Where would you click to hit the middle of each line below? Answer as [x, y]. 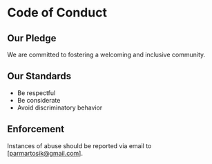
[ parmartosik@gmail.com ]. [45, 153]
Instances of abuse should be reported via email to [79, 145]
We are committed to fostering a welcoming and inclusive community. [106, 54]
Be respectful [36, 93]
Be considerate [39, 100]
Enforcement [36, 129]
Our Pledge [32, 38]
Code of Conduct [57, 13]
